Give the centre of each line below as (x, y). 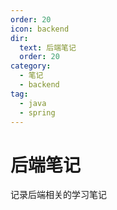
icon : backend (40, 29)
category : (31, 66)
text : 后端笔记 (48, 47)
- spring (37, 112)
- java (33, 103)
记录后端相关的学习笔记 (58, 195)
